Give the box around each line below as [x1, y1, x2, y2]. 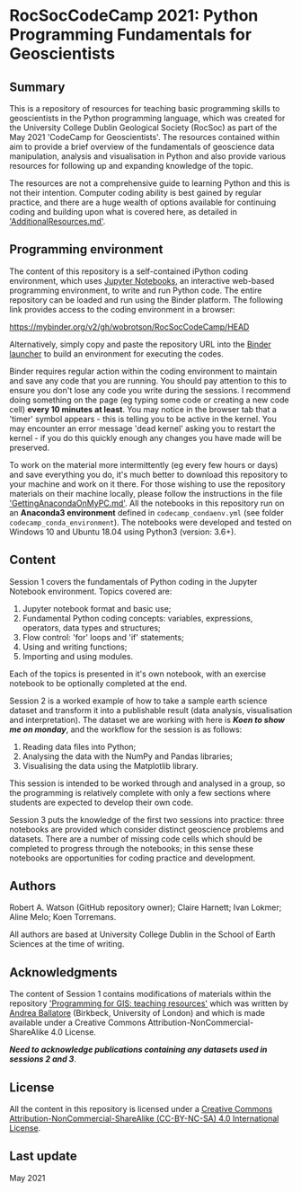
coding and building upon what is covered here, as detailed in [9, 207, 238, 216]
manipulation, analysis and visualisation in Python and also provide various [9, 151, 286, 162]
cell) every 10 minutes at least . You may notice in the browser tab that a [9, 403, 277, 414]
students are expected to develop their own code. [9, 797, 194, 808]
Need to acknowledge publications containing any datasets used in [9, 1044, 268, 1055]
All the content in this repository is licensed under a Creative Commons [9, 1104, 273, 1115]
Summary [9, 79, 66, 94]
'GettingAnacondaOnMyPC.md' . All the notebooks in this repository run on [9, 498, 285, 508]
